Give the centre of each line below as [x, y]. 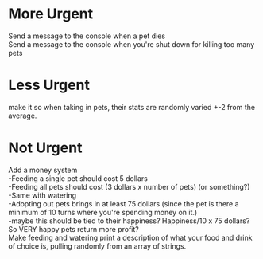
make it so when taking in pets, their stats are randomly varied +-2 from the [132, 107]
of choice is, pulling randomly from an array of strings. [97, 246]
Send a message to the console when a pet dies [87, 36]
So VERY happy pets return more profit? [73, 229]
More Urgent [51, 14]
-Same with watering [43, 195]
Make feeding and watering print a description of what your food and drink [130, 237]
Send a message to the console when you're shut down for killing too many [131, 44]
